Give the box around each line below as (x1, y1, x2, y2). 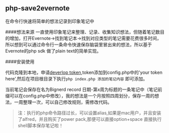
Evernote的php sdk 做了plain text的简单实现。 (5, 48, 102, 54)
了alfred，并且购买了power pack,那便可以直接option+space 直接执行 (17, 116, 162, 122)
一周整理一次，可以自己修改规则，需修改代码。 (14, 99, 112, 105)
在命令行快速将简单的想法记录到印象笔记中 (5, 18, 94, 24)
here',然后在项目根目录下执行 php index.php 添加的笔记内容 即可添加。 (5, 75, 148, 81)
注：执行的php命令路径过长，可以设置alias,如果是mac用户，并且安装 (17, 110, 161, 116)
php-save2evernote (5, 4, 70, 13)
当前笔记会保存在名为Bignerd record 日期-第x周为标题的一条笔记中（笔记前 (5, 86, 162, 93)
